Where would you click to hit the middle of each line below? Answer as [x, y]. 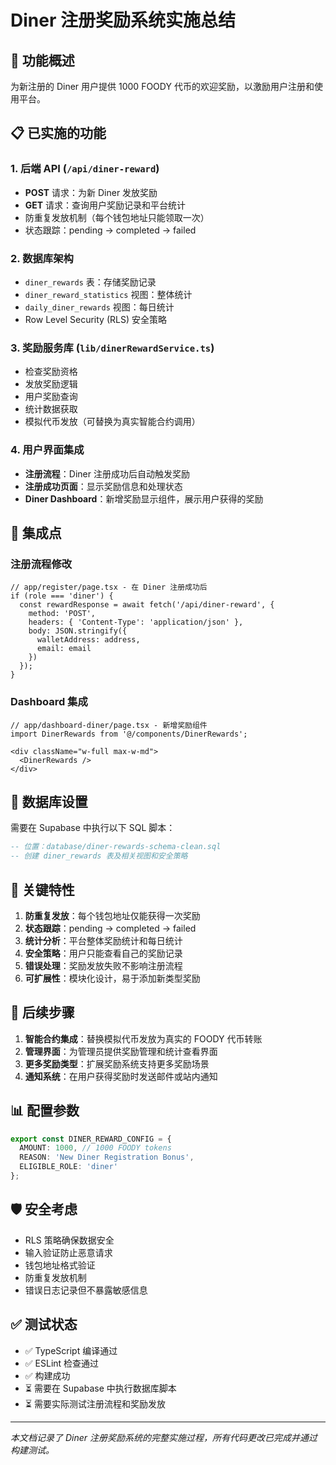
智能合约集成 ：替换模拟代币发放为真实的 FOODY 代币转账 [143, 1038]
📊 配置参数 [45, 1111]
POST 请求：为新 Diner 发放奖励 [91, 192]
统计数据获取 [51, 409]
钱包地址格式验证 [60, 1265]
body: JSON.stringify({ [78, 631]
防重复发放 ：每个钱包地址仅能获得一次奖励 [112, 915]
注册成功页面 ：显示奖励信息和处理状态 [103, 486]
